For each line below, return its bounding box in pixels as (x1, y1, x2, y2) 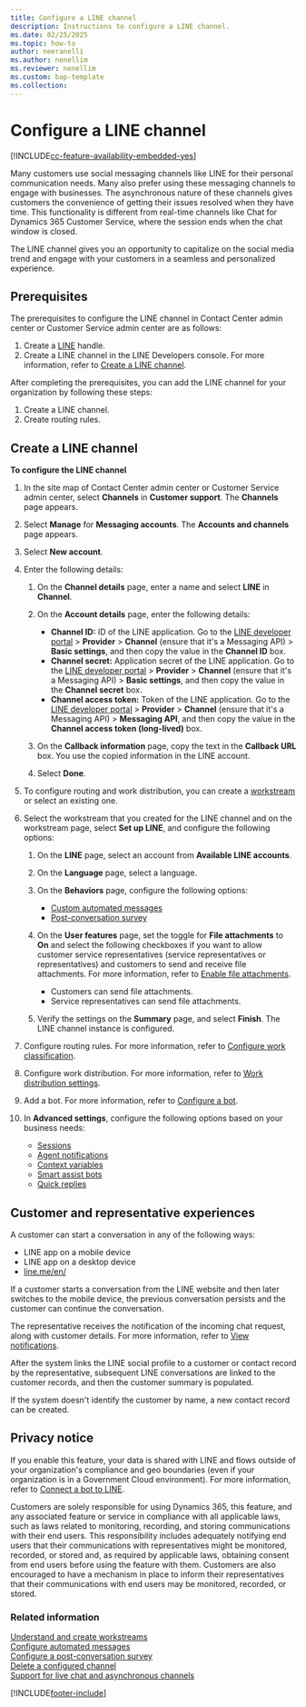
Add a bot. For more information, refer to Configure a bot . (23, 1095, 239, 1106)
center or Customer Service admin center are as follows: (10, 323, 222, 334)
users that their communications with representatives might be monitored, (10, 1540, 287, 1551)
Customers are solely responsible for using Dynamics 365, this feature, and (10, 1501, 292, 1512)
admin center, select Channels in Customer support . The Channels (23, 492, 279, 503)
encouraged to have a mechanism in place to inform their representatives (10, 1569, 285, 1580)
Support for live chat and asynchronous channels (10, 1670, 194, 1682)
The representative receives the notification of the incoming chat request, (10, 1321, 286, 1332)
